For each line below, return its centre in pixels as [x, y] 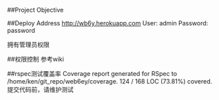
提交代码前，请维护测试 [40, 89]
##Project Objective [35, 10]
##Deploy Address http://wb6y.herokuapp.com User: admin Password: [108, 23]
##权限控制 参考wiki [35, 59]
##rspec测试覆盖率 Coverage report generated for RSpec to [92, 74]
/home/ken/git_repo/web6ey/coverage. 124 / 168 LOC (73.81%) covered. [110, 81]
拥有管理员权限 [28, 45]
